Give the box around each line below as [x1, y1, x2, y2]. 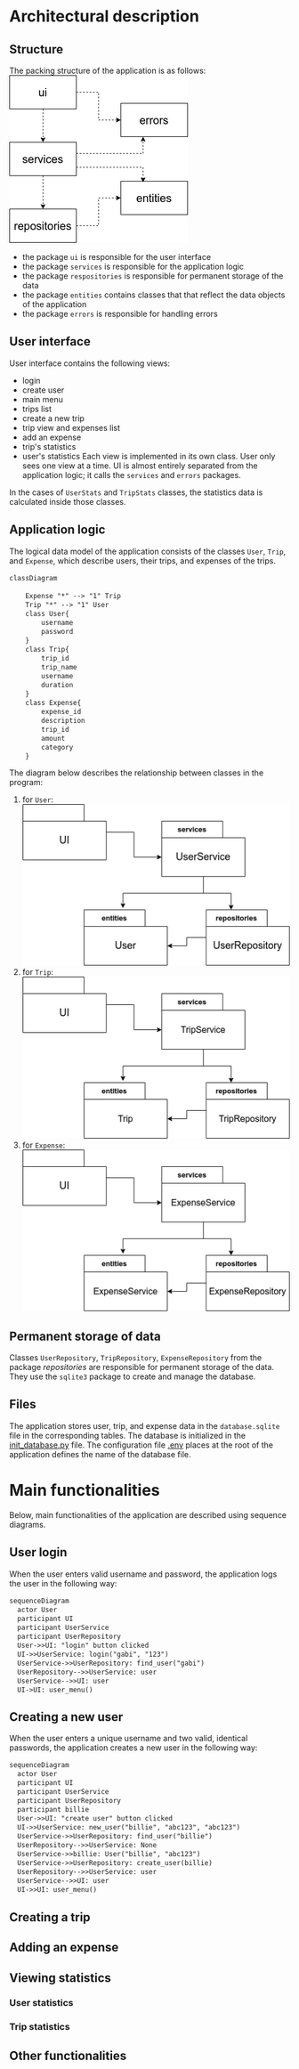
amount [41, 734, 66, 742]
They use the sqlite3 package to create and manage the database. [9, 1371, 256, 1382]
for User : [21, 794, 53, 805]
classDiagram [9, 573, 58, 582]
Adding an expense [9, 1940, 119, 1955]
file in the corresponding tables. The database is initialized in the [9, 1430, 246, 1440]
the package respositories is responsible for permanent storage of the [21, 271, 284, 281]
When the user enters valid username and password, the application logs [9, 1569, 278, 1579]
